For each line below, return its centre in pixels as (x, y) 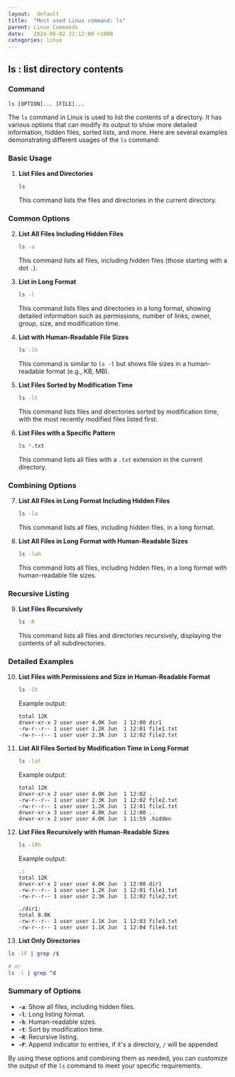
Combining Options (42, 485)
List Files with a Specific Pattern (67, 433)
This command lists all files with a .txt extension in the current (110, 459)
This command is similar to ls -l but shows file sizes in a (102, 363)
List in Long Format (47, 282)
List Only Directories (49, 940)
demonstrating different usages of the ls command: (84, 140)
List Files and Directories (56, 174)
